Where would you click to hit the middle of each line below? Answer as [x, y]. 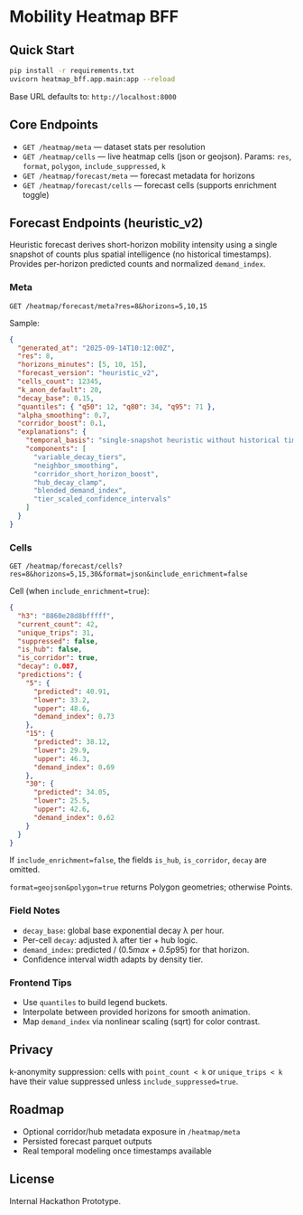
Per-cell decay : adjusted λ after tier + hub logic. [110, 940]
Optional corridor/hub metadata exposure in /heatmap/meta [131, 1131]
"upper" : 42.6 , [62, 810]
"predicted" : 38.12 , [72, 742]
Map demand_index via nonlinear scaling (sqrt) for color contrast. [141, 1022]
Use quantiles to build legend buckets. [95, 1003]
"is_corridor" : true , [58, 658]
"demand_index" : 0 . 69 [74, 767]
